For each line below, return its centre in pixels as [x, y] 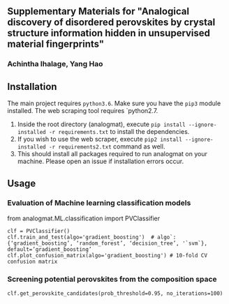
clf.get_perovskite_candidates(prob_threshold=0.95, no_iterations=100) [115, 294]
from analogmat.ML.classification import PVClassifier [84, 218]
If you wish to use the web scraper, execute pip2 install [100, 139]
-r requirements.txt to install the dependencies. [119, 132]
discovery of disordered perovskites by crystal [111, 23]
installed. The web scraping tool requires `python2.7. [83, 111]
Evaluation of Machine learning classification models [99, 203]
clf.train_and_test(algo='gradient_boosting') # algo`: [92, 237]
